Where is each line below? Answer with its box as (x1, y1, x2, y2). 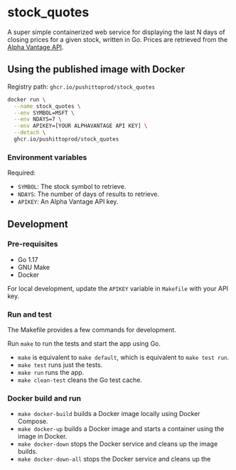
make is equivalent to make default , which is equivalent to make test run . (17, 353, 230, 362)
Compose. (17, 417, 48, 426)
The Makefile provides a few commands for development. (7, 326, 176, 334)
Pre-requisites (7, 239, 58, 249)
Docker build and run (7, 393, 82, 403)
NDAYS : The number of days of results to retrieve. (17, 190, 160, 199)
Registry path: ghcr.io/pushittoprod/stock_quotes (7, 82, 155, 91)
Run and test (7, 310, 52, 319)
